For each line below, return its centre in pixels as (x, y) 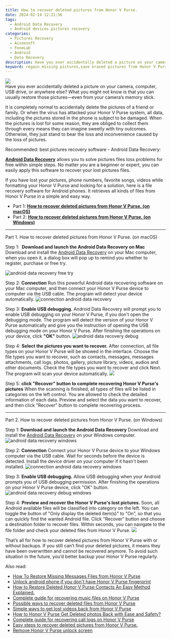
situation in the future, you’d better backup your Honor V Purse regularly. (82, 556)
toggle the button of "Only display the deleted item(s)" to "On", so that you (83, 514)
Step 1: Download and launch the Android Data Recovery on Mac (75, 247)
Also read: (16, 567)
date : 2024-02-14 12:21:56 (34, 15)
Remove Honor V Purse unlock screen (53, 630)
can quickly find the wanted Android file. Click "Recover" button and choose (85, 519)
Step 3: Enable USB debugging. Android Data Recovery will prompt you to (83, 309)
